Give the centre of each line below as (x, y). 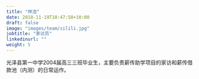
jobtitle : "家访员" (29, 34)
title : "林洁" (23, 12)
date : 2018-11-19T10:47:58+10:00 (48, 17)
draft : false (22, 23)
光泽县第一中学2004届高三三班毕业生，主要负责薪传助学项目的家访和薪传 (97, 62)
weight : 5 (19, 45)
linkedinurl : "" (26, 39)
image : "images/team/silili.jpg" (48, 28)
